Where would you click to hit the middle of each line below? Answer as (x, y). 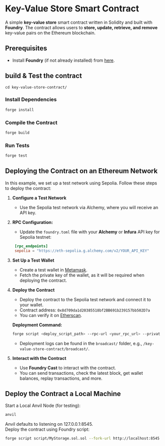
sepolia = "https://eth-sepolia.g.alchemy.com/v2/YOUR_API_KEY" (82, 251)
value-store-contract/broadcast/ (54, 349)
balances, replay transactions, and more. (61, 378)
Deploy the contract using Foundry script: (47, 429)
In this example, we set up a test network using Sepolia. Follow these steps (81, 183)
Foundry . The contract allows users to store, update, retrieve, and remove (81, 27)
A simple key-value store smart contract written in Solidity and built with (79, 22)
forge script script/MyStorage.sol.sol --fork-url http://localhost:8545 (82, 439)
